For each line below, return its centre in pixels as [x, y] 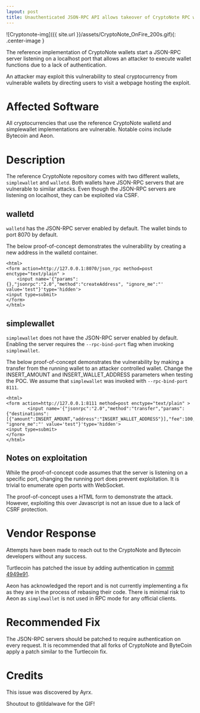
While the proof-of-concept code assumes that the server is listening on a [97, 472]
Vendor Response [51, 533]
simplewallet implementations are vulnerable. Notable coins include [89, 129]
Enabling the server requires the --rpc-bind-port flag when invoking [90, 344]
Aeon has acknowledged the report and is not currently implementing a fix [97, 586]
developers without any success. [47, 556]
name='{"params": [57, 279]
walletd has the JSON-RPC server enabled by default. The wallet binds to [97, 228]
